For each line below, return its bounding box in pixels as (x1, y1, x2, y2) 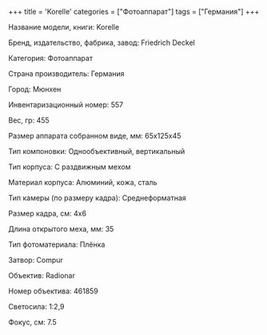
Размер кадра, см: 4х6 (8, 208, 86, 218)
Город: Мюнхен (8, 84, 62, 94)
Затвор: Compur (8, 256, 64, 264)
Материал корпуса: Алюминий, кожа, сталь (8, 178, 157, 187)
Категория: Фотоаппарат (8, 54, 94, 63)
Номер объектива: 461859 (8, 286, 98, 296)
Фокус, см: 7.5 (8, 317, 58, 327)
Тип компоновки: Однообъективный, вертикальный (8, 147, 185, 155)
